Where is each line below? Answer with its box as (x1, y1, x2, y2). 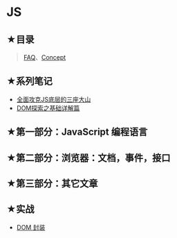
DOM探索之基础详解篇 (16, 103, 80, 112)
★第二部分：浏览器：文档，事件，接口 (6, 152, 171, 164)
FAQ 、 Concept (23, 53, 66, 61)
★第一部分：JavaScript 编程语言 (6, 126, 148, 138)
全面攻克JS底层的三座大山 (16, 95, 91, 103)
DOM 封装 (16, 223, 46, 231)
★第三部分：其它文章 (6, 178, 98, 189)
